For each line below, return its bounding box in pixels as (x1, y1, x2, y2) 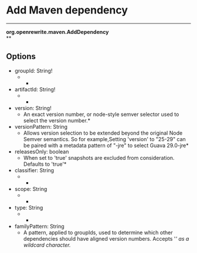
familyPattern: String (14, 223, 64, 230)
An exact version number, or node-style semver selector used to (23, 111, 179, 118)
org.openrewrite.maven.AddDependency (6, 28, 109, 35)
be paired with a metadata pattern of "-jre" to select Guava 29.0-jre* (23, 142, 189, 149)
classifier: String (14, 166, 55, 173)
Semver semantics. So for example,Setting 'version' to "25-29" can (23, 135, 186, 142)
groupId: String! (14, 67, 53, 74)
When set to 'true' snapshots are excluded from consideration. (23, 154, 175, 161)
